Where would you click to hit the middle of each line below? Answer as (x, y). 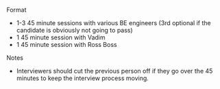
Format (16, 10)
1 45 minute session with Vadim (61, 37)
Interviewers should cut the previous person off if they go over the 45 (114, 71)
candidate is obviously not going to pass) (74, 30)
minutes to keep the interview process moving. (82, 78)
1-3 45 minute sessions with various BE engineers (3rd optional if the (113, 23)
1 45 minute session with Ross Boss (66, 44)
